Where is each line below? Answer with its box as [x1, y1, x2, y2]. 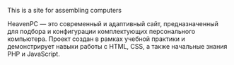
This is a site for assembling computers [7, 6, 122, 14]
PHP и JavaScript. [7, 49, 60, 58]
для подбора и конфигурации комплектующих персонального [7, 28, 196, 35]
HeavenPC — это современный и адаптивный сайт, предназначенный [7, 20, 219, 28]
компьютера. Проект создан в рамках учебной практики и [7, 35, 185, 43]
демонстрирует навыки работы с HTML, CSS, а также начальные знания [7, 42, 228, 50]
